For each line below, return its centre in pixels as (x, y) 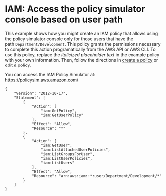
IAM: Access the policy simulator (75, 9)
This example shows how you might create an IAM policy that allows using (82, 33)
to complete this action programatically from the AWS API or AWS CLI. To (80, 49)
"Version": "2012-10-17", (41, 93)
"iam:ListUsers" (58, 163)
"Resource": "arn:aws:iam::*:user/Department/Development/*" (97, 176)
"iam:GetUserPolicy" (62, 115)
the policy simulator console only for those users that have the (69, 39)
